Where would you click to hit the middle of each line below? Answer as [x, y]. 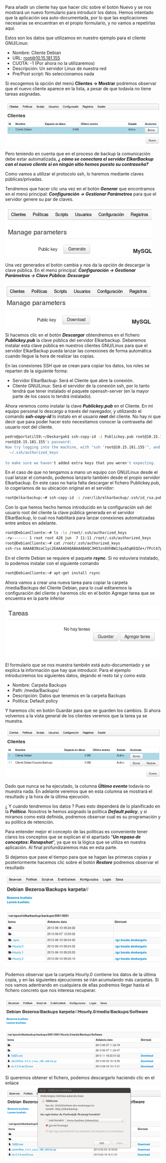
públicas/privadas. [24, 179]
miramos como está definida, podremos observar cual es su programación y [83, 817]
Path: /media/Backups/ [36, 690]
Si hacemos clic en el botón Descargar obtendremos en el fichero [72, 335]
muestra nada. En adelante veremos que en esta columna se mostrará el [79, 791]
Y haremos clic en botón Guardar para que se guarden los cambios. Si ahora [83, 710]
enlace [12, 1083]
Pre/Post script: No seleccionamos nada [53, 74]
